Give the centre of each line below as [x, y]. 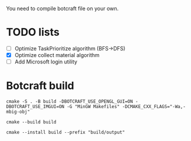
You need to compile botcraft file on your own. [62, 9]
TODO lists [33, 32]
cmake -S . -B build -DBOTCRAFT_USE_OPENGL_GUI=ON [70, 102]
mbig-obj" [18, 112]
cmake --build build [32, 122]
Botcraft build [40, 86]
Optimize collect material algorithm [57, 55]
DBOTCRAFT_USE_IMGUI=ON [35, 107]
